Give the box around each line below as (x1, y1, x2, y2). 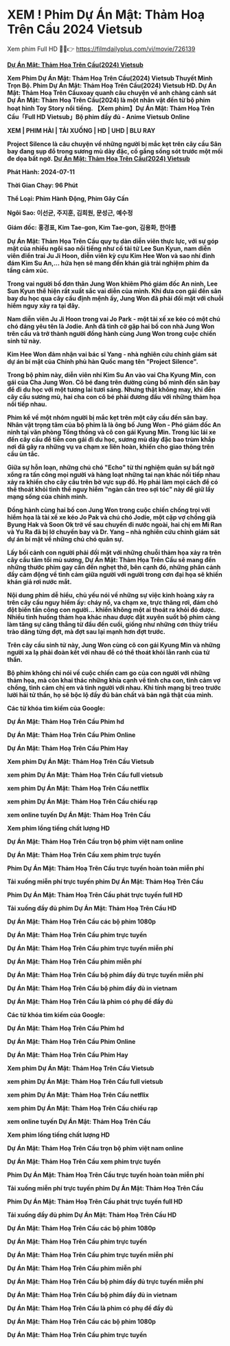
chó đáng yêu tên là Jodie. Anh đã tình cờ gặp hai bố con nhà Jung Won (7, 322, 215, 330)
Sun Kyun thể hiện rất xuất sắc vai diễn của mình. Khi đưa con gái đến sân (7, 286, 222, 295)
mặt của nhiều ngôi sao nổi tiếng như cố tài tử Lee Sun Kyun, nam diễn (7, 244, 211, 253)
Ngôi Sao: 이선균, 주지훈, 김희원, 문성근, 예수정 (7, 209, 133, 217)
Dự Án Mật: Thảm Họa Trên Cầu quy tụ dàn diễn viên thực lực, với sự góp (7, 237, 219, 245)
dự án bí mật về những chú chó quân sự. (7, 535, 124, 543)
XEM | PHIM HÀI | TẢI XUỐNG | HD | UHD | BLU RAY (7, 126, 156, 134)
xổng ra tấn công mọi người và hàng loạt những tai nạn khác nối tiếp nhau (7, 470, 220, 478)
